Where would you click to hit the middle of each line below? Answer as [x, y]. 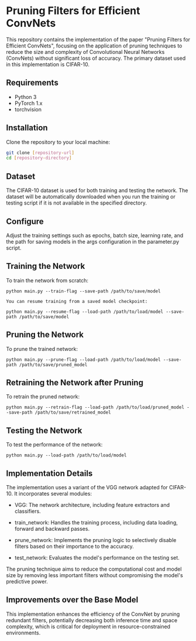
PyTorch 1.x [28, 103]
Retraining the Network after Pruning [75, 382]
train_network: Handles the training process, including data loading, [96, 522]
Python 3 [25, 97]
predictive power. [27, 582]
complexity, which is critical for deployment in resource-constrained [88, 626]
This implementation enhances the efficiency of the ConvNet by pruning [93, 614]
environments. [23, 633]
